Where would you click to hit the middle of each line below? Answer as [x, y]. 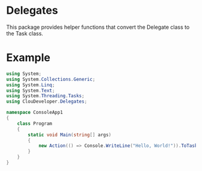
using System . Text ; [31, 91]
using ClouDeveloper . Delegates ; [47, 102]
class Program [35, 124]
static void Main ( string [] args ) [70, 135]
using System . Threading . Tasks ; [45, 96]
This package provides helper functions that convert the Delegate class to [98, 27]
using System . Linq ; [31, 85]
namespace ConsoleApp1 [35, 112]
